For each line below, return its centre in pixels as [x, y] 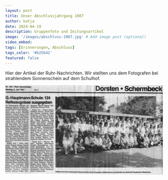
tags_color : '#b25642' [29, 52]
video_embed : [19, 42]
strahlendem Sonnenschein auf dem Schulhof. [53, 78]
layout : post [19, 10]
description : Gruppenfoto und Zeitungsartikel [54, 32]
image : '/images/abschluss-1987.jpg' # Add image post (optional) [76, 37]
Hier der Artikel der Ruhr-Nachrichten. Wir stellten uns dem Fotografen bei [82, 73]
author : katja [20, 21]
